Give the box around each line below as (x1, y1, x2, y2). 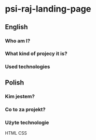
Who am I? (5, 37, 30, 44)
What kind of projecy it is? (5, 50, 68, 57)
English (5, 23, 28, 31)
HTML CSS (5, 130, 27, 136)
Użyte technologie (5, 119, 49, 126)
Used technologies (5, 63, 50, 70)
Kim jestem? (5, 93, 35, 100)
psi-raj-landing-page (5, 3, 92, 15)
